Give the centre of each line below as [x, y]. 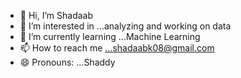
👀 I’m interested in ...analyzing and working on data [125, 26]
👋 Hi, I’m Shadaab [56, 15]
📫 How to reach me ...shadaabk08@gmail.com [117, 48]
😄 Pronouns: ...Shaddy [67, 62]
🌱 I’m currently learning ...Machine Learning [110, 36]
